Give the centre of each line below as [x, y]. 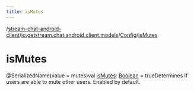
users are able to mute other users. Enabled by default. [73, 81]
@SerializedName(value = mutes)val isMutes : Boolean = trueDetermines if [97, 76]
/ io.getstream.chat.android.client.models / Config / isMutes [89, 35]
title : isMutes [25, 12]
